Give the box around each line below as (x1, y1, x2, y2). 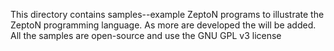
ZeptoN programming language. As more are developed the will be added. (10, 19, 317, 31)
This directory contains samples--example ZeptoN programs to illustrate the (10, 9, 325, 20)
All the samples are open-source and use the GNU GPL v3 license (10, 30, 282, 41)
